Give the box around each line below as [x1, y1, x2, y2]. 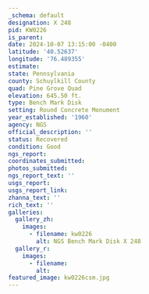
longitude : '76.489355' [8, 56, 86, 64]
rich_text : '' [8, 201, 55, 209]
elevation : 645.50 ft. [8, 92, 82, 100]
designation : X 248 [8, 19, 72, 27]
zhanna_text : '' [8, 194, 61, 201]
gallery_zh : [15, 216, 55, 223]
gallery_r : [15, 245, 51, 252]
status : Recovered [8, 135, 68, 143]
